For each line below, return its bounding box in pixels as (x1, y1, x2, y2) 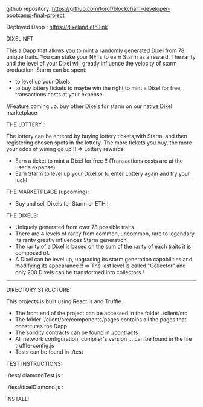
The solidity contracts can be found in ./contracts (14, 329, 138, 336)
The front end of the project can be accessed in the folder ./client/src (14, 309, 188, 317)
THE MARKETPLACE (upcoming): (6, 188, 89, 195)
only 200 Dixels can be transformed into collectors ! (14, 269, 144, 275)
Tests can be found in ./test (14, 348, 83, 355)
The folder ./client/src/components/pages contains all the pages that (14, 316, 187, 323)
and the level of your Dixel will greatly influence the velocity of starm (6, 60, 177, 67)
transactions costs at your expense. (14, 91, 105, 98)
